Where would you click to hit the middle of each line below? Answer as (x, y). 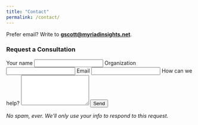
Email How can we (134, 71)
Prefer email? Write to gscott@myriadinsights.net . (69, 34)
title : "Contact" (28, 12)
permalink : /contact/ (33, 17)
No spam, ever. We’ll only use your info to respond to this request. (87, 115)
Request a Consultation (41, 49)
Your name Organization (71, 62)
